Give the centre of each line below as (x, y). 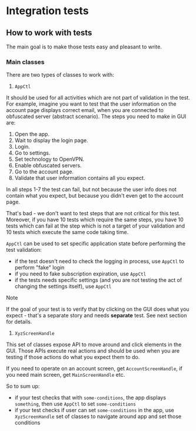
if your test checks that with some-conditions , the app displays (90, 398)
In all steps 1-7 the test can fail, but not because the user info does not (91, 189)
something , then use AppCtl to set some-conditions (75, 404)
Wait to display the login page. (51, 140)
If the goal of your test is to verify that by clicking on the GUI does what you (98, 309)
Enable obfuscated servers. (48, 166)
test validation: (24, 250)
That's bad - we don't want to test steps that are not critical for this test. (93, 213)
